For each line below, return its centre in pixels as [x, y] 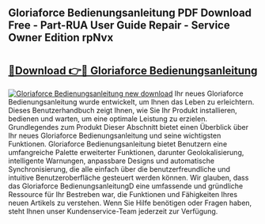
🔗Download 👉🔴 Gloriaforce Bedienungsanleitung [133, 70]
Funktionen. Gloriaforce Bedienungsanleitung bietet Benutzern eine [118, 144]
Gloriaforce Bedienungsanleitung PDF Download [130, 13]
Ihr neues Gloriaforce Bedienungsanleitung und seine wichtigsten [115, 135]
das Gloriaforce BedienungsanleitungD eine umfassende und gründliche [126, 186]
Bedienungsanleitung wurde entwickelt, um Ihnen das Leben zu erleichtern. [131, 102]
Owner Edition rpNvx [61, 38]
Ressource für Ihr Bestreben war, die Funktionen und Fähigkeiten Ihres [123, 194]
